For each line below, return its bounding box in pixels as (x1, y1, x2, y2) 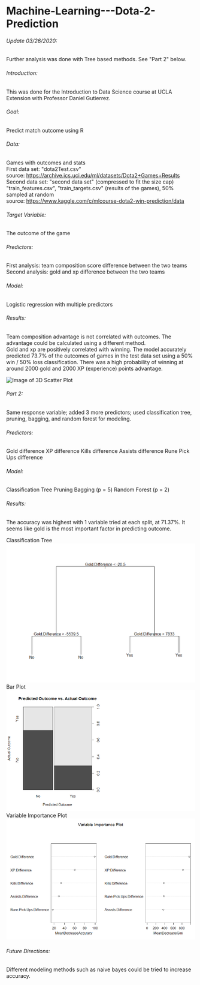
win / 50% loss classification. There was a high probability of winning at (6, 358, 184, 365)
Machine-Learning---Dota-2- (6, 4, 156, 18)
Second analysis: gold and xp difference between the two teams (6, 268, 165, 275)
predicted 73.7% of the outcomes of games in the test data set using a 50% (6, 352, 193, 359)
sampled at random (6, 191, 54, 198)
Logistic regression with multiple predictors (6, 301, 113, 308)
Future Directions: (6, 947, 50, 954)
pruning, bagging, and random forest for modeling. (6, 415, 132, 422)
